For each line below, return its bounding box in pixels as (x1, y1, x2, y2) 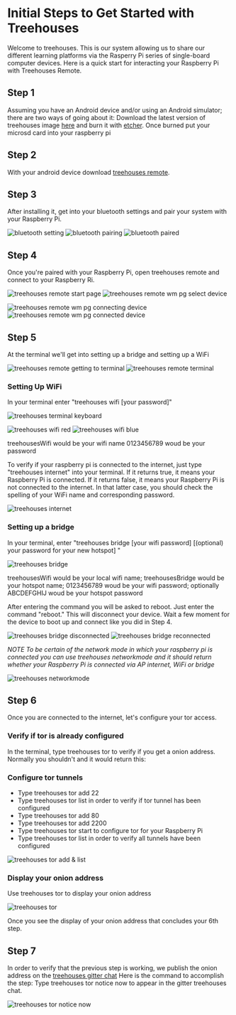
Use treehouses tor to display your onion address (7, 889, 152, 898)
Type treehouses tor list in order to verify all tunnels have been (17, 834, 201, 842)
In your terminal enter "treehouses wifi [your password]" (7, 398, 172, 407)
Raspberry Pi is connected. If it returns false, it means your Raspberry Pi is (7, 476, 225, 484)
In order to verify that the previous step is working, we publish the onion (7, 964, 218, 972)
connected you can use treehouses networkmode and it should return (7, 652, 212, 661)
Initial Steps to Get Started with (7, 5, 195, 21)
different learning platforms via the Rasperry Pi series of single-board (7, 51, 210, 60)
